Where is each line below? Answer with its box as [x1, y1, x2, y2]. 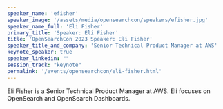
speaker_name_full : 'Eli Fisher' [7, 23, 104, 30]
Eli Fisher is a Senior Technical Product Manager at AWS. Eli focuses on [7, 87, 211, 95]
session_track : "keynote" [7, 61, 81, 68]
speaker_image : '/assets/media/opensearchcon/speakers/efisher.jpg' [7, 17, 209, 23]
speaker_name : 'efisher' [7, 10, 79, 17]
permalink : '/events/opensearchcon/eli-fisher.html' [7, 68, 162, 75]
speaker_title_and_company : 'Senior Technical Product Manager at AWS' [7, 42, 217, 49]
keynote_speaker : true [7, 49, 72, 56]
